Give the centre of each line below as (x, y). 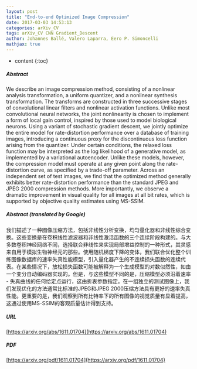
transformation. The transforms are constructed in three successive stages (97, 101)
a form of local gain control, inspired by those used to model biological (91, 120)
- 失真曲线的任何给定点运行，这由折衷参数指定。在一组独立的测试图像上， (95, 281)
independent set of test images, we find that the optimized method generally (98, 176)
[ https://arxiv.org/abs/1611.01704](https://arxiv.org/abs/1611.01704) (86, 332)
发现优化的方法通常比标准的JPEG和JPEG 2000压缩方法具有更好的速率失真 (101, 288)
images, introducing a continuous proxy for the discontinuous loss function (97, 139)
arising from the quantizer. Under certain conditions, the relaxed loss (89, 145)
